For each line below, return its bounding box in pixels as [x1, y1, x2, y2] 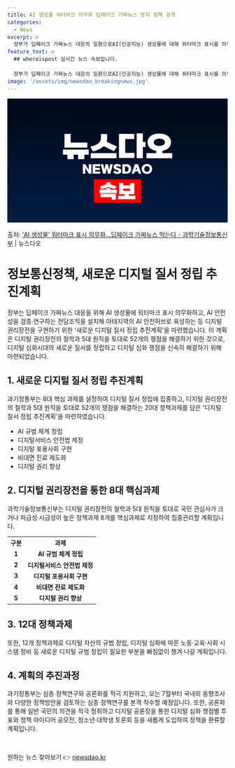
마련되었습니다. [7, 352, 49, 360]
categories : [7, 18, 42, 26]
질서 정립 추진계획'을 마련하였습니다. [7, 412, 107, 420]
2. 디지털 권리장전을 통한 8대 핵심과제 [7, 484, 159, 497]
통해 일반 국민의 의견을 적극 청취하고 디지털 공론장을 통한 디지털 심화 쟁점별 [14, 707, 220, 715]
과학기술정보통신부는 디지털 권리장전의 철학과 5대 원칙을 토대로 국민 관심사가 [7, 505, 217, 513]
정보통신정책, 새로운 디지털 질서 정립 [7, 266, 204, 282]
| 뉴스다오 [14, 239, 41, 247]
